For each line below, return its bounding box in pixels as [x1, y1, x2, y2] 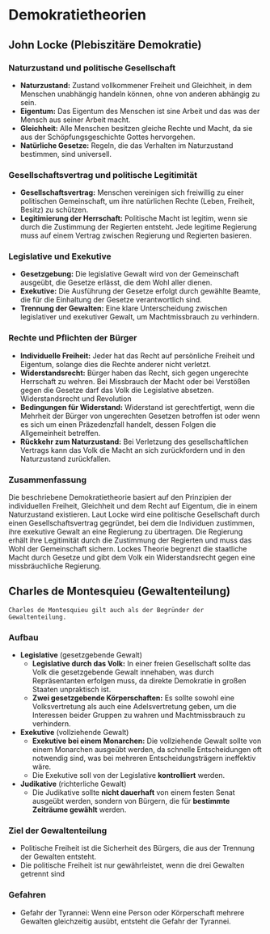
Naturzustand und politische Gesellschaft [8, 62, 176, 74]
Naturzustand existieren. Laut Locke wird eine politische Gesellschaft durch [8, 509, 260, 519]
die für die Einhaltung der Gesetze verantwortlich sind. [19, 295, 202, 305]
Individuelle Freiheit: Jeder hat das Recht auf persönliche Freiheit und [19, 350, 255, 361]
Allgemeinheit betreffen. [19, 428, 101, 437]
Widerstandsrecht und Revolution [19, 394, 132, 404]
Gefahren [8, 890, 47, 901]
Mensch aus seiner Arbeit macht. [19, 115, 131, 125]
